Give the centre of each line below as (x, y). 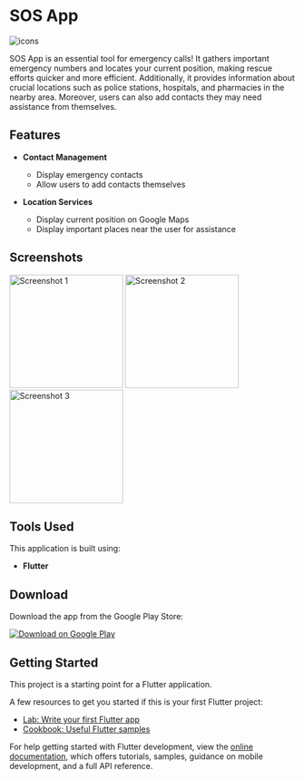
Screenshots (46, 258)
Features (35, 136)
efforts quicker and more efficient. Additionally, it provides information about (152, 77)
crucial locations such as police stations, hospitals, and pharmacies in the (147, 87)
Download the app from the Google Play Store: (97, 617)
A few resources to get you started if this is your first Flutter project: (136, 702)
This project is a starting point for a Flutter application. (111, 684)
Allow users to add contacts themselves (111, 184)
